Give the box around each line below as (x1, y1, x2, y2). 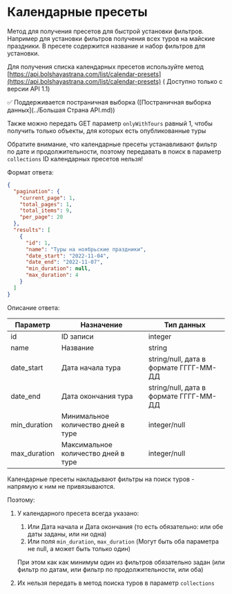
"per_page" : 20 (19, 214, 64, 221)
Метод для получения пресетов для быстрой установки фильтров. (7, 27, 204, 35)
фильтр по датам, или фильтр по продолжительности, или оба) (17, 565, 204, 573)
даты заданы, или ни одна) (27, 530, 107, 538)
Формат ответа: (7, 168, 54, 177)
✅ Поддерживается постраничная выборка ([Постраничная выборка (7, 98, 212, 106)
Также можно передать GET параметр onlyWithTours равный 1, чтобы (7, 119, 213, 127)
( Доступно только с (162, 77, 223, 85)
